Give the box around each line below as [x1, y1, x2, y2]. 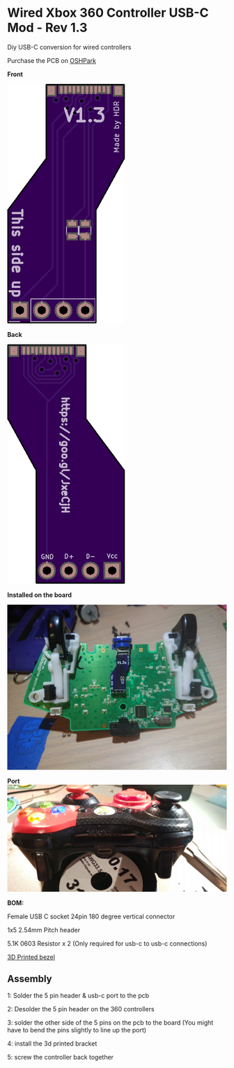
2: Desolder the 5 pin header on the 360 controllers [7, 1005, 155, 1013]
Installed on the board [7, 591, 72, 599]
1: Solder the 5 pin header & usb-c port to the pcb [7, 991, 150, 1000]
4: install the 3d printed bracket [7, 1039, 97, 1048]
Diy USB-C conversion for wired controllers [7, 43, 132, 51]
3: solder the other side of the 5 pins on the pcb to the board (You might [7, 1018, 214, 1027]
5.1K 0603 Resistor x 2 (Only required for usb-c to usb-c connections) [7, 939, 208, 948]
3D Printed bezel [7, 953, 56, 961]
